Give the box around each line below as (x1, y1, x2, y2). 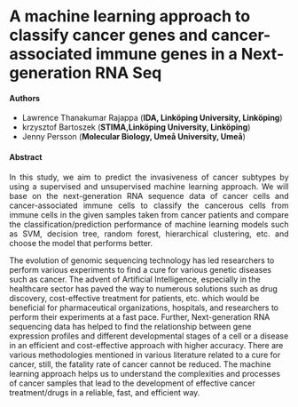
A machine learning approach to (9, 6, 251, 27)
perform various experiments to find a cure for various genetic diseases (9, 264, 272, 275)
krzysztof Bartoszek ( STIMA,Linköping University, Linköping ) (21, 122, 251, 132)
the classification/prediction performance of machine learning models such (9, 219, 289, 229)
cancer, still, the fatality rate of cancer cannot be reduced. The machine (9, 358, 271, 370)
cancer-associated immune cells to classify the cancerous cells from (9, 200, 289, 211)
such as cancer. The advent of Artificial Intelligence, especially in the (9, 274, 261, 284)
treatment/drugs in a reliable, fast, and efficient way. (9, 387, 200, 397)
